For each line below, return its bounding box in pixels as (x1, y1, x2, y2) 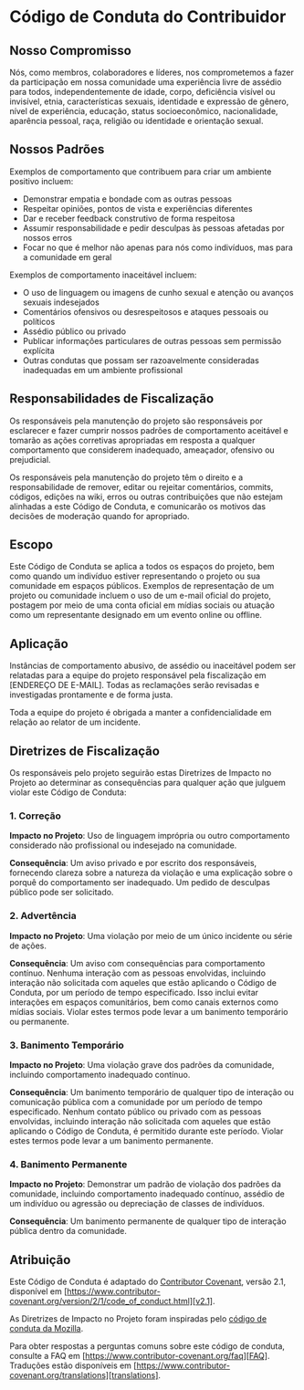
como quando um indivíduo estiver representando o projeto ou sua (9, 570, 261, 581)
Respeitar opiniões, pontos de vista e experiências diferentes (22, 203, 253, 214)
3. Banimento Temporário (9, 1039, 125, 1051)
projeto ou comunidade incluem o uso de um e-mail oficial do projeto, (9, 590, 272, 601)
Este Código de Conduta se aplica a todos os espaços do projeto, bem (9, 561, 276, 572)
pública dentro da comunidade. (9, 1226, 128, 1237)
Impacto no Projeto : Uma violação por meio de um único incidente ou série (9, 930, 293, 941)
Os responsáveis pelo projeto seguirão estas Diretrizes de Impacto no (9, 768, 272, 779)
